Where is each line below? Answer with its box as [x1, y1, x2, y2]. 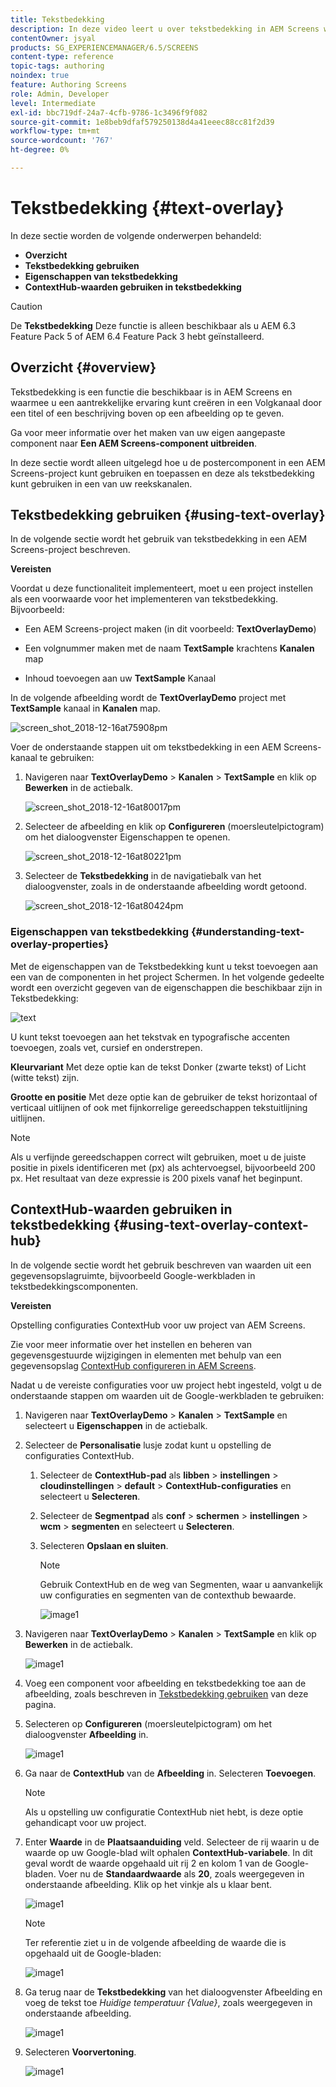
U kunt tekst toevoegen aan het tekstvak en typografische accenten [10, 1031, 291, 1043]
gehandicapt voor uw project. [24, 1816, 147, 1828]
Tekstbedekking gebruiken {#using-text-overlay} [10, 507, 326, 524]
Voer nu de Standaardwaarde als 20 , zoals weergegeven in [58, 1867, 305, 1880]
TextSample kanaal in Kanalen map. [10, 702, 161, 715]
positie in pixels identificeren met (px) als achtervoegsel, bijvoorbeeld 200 [10, 1161, 316, 1173]
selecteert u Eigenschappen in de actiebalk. [24, 1419, 208, 1431]
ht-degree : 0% [10, 145, 70, 155]
